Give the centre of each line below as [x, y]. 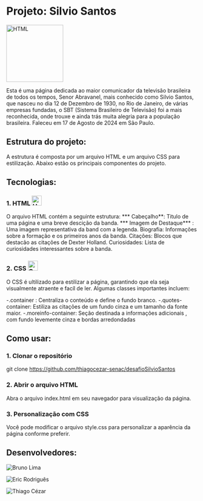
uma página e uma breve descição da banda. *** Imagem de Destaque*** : [100, 223]
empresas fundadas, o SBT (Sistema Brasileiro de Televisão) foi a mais [94, 110]
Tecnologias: [31, 182]
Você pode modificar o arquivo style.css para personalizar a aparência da [98, 427]
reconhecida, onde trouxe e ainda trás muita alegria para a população [93, 116]
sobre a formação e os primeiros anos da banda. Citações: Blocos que [94, 236]
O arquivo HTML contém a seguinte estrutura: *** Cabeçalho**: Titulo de [98, 217]
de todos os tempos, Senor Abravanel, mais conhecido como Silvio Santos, [100, 97]
